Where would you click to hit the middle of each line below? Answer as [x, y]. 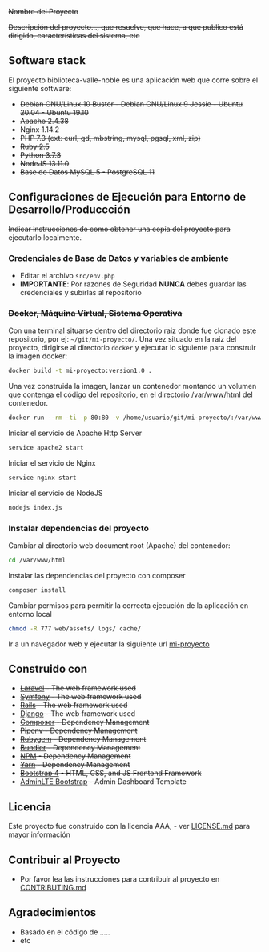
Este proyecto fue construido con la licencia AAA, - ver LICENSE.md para [129, 826]
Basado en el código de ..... [65, 932]
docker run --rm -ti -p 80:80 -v [64, 418]
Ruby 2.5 [34, 146]
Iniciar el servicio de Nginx [52, 462]
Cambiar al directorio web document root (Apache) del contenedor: [119, 545]
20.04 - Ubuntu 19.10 [54, 112]
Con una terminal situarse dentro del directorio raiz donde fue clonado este [132, 330]
